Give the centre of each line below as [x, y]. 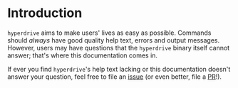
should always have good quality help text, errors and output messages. [113, 40]
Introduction [45, 13]
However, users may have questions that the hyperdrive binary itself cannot [119, 48]
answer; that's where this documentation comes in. [83, 55]
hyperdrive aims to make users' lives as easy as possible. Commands [109, 33]
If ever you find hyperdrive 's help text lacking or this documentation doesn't [119, 69]
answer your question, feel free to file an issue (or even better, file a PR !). [115, 77]
